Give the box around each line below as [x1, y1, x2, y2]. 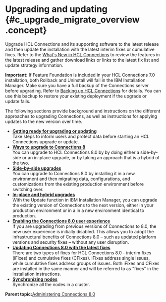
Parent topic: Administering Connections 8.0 [5, 291, 96, 297]
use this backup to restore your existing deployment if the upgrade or [5, 93, 147, 99]
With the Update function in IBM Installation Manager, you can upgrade [12, 197, 158, 202]
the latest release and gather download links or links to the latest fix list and [5, 57, 159, 63]
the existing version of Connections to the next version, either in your [12, 202, 154, 208]
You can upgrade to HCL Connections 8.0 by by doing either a [12, 149, 140, 155]
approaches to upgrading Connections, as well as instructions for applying [5, 113, 158, 119]
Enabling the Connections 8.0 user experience [12, 218, 111, 224]
